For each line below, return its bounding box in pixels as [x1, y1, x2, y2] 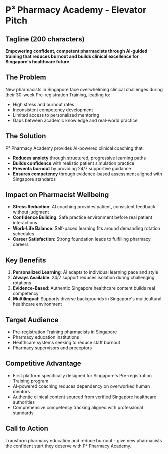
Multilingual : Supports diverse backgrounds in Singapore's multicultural [12, 296, 162, 302]
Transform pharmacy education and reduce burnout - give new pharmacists [5, 437, 162, 443]
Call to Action [5, 424, 49, 433]
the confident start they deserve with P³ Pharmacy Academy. [5, 443, 132, 449]
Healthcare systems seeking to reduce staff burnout [12, 340, 120, 346]
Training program [12, 378, 49, 384]
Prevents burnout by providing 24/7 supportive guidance [12, 165, 131, 171]
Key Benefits [5, 256, 46, 264]
